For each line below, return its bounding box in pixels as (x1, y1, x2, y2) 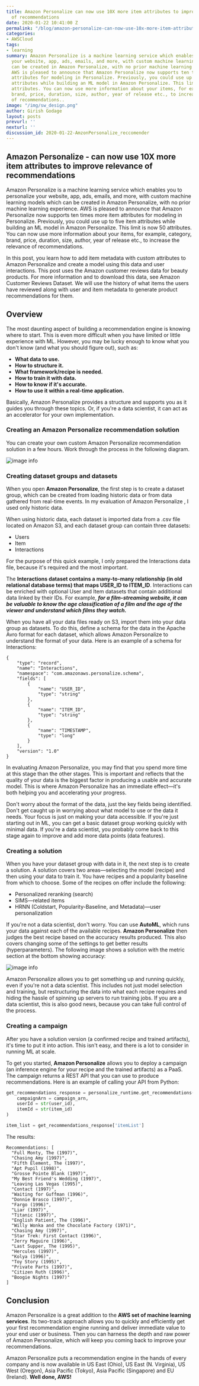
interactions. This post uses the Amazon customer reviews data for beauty (6, 267, 188, 274)
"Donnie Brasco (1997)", (11, 1196, 73, 1202)
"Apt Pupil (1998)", (11, 1165, 62, 1171)
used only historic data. (6, 504, 63, 512)
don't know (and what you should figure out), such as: (6, 344, 138, 351)
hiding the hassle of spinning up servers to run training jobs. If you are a (6, 994, 182, 1002)
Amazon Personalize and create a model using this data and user (6, 260, 165, 267)
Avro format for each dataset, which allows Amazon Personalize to (6, 631, 169, 638)
